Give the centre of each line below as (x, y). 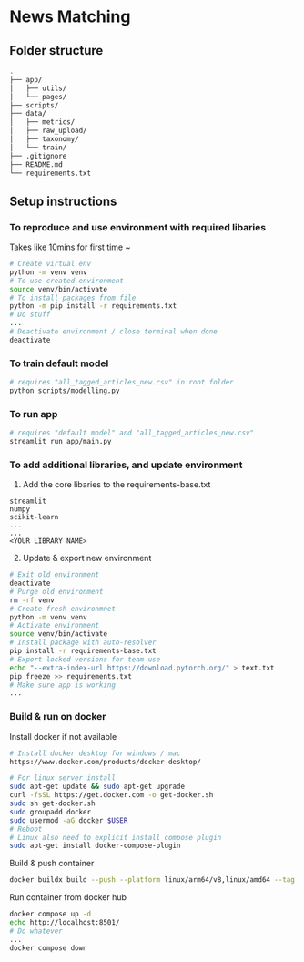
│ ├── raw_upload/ (49, 131)
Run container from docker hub (68, 897)
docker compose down (49, 948)
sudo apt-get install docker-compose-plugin (95, 846)
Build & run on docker (58, 717)
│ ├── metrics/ (42, 122)
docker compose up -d (51, 914)
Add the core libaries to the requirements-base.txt (117, 485)
